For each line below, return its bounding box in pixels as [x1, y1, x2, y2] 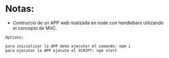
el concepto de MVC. [12, 25, 58, 31]
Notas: [5, 3, 35, 15]
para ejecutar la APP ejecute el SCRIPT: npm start [5, 48, 117, 53]
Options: [5, 35, 24, 40]
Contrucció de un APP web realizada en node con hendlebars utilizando [12, 20, 164, 26]
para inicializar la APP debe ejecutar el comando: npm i [5, 43, 131, 48]
